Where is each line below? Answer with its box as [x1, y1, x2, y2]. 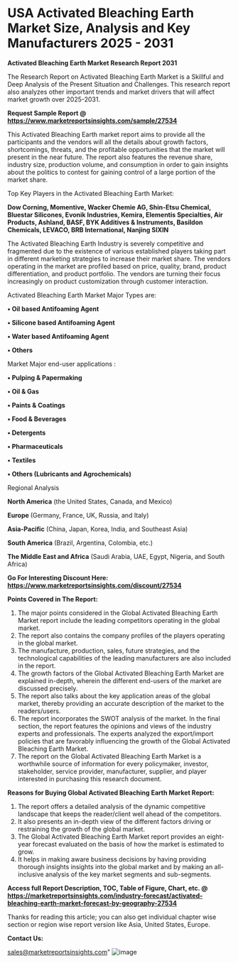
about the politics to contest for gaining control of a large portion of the [7, 168, 216, 176]
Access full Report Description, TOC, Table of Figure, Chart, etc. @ [7, 883, 208, 892]
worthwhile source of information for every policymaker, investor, [17, 759, 209, 768]
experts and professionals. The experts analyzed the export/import [17, 729, 214, 738]
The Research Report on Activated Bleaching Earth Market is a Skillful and [7, 72, 224, 81]
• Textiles [7, 456, 36, 464]
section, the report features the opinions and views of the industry [17, 722, 212, 730]
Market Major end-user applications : [7, 359, 116, 368]
